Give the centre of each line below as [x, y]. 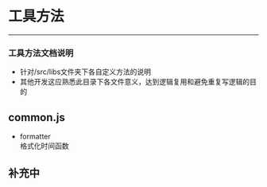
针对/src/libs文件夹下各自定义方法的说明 [85, 72]
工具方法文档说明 [41, 53]
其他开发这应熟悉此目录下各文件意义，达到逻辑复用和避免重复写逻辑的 [135, 82]
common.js [37, 117]
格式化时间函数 [44, 146]
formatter [35, 137]
